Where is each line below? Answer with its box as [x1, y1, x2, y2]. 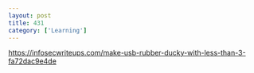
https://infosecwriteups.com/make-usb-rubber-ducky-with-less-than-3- [8, 48, 246, 58]
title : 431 [8, 19, 45, 27]
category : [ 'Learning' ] [8, 26, 88, 34]
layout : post [8, 11, 52, 20]
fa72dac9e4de [8, 56, 57, 66]
